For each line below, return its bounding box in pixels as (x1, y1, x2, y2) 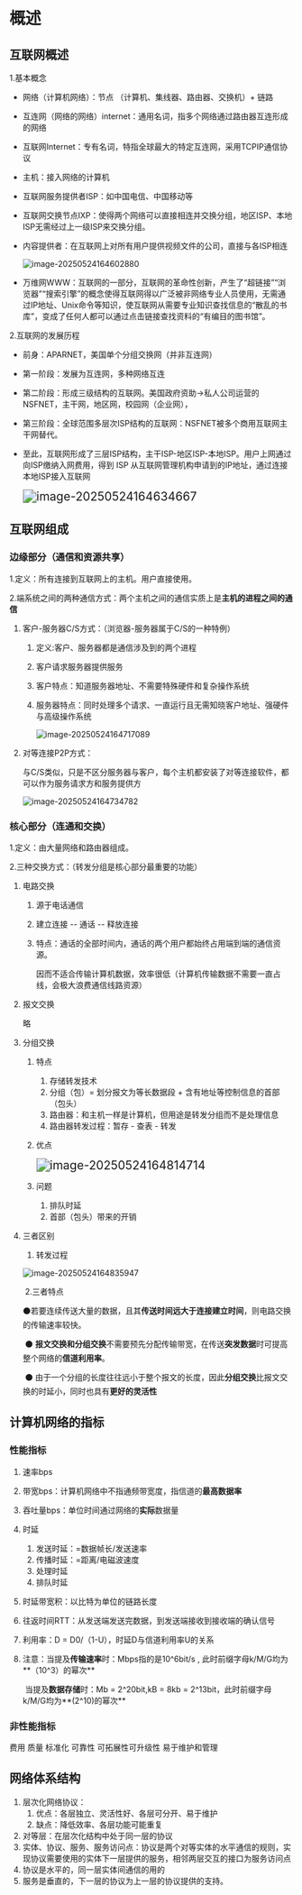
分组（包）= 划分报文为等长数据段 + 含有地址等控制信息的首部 (49, 1086, 280, 1097)
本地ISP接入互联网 (22, 471, 91, 481)
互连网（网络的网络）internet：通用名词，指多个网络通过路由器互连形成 (22, 111, 288, 122)
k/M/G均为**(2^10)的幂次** (22, 1695, 126, 1706)
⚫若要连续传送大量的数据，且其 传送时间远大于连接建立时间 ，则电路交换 (22, 1305, 291, 1316)
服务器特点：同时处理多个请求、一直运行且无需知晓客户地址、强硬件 (35, 700, 289, 710)
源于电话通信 (35, 899, 84, 911)
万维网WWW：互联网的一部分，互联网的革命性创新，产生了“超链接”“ (22, 277, 279, 288)
